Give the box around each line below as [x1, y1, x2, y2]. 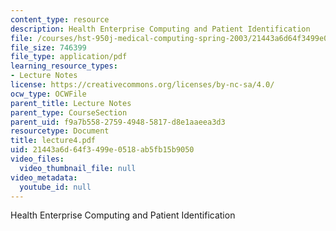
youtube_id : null [19, 182, 92, 192]
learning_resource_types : [10, 61, 118, 71]
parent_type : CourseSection [10, 107, 128, 118]
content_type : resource [10, 14, 110, 25]
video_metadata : [10, 172, 78, 183]
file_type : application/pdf [10, 52, 128, 62]
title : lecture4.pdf [10, 136, 97, 146]
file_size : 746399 [10, 42, 87, 53]
